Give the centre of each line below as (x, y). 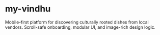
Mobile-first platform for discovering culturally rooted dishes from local (77, 22)
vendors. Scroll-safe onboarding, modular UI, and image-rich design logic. (80, 27)
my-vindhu (28, 9)
